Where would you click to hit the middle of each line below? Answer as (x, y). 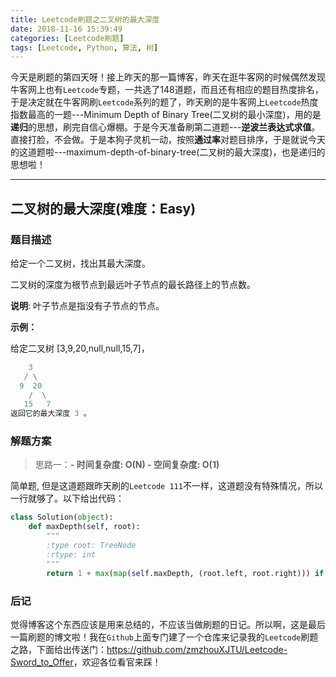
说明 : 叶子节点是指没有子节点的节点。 (87, 305)
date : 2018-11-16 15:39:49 (66, 29)
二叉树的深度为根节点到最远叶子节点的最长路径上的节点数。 (133, 284)
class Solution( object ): (62, 517)
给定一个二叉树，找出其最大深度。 (80, 263)
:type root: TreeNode (91, 546)
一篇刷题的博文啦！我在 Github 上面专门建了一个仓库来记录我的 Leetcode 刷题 (164, 637)
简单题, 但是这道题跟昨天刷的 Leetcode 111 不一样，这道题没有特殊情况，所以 (166, 486)
